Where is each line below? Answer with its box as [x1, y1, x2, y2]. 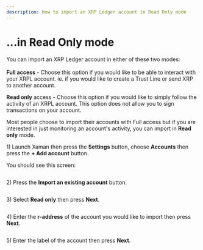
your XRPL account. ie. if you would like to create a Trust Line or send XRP [6, 75, 193, 83]
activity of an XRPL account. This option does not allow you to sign [6, 100, 175, 107]
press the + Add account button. [6, 149, 89, 156]
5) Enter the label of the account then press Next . [6, 237, 131, 244]
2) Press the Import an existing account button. [6, 178, 127, 186]
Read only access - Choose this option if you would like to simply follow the [6, 93, 197, 101]
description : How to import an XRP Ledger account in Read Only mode [6, 9, 187, 15]
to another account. [6, 81, 56, 89]
